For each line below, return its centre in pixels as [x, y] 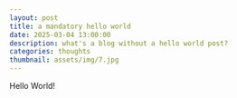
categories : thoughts [50, 52]
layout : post [34, 18]
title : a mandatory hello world [70, 26]
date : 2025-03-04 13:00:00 [60, 34]
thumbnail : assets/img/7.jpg [64, 60]
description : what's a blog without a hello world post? [119, 43]
